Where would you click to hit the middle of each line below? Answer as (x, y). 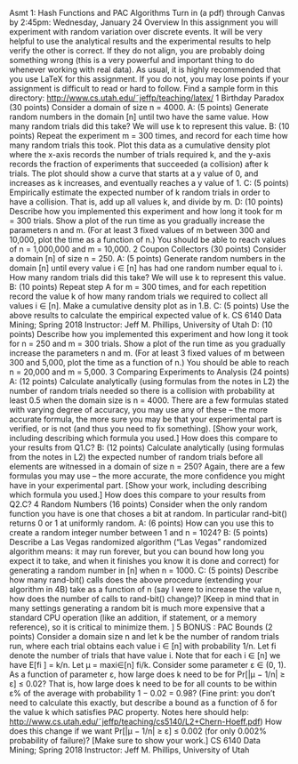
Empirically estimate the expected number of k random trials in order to (140, 192)
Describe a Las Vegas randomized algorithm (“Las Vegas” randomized (138, 542)
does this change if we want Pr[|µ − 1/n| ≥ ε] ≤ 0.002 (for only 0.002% (138, 731)
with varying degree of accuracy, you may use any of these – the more (139, 410)
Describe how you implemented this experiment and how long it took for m (146, 211)
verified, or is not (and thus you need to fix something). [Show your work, (144, 429)
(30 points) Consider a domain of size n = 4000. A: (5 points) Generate (139, 107)
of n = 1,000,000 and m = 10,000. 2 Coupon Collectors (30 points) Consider (148, 249)
